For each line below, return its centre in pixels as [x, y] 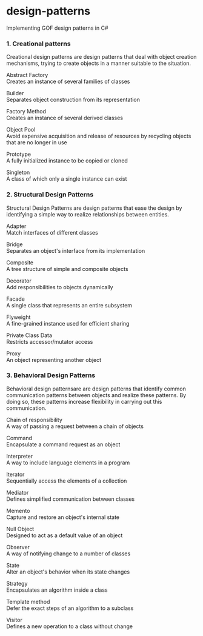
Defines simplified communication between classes [71, 499]
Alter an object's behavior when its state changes [68, 572]
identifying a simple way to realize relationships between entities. [88, 214]
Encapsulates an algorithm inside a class [57, 590]
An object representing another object [54, 360]
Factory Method [26, 112]
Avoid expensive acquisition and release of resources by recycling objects [99, 136]
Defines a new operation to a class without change [70, 626]
